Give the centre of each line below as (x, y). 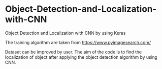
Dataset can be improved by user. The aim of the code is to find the (73, 52)
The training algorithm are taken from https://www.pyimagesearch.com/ (78, 42)
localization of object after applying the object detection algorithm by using (81, 57)
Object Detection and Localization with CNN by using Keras (65, 33)
